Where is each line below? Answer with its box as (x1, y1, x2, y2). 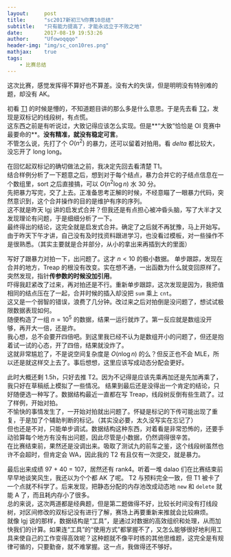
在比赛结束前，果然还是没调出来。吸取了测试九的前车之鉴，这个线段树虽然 (7, 441, 218, 450)
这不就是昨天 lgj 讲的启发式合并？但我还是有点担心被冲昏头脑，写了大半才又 (7, 205, 222, 213)
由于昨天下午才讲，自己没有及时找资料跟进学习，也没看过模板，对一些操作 (7, 231, 218, 240)
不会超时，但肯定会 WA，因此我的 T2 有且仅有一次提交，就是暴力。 (12, 450, 205, 459)
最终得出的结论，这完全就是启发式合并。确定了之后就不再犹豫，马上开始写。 (7, 222, 224, 231)
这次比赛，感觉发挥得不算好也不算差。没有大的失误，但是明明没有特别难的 (7, 81, 218, 90)
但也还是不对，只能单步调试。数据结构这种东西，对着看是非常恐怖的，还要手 (7, 424, 224, 432)
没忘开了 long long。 (7, 147, 66, 156)
